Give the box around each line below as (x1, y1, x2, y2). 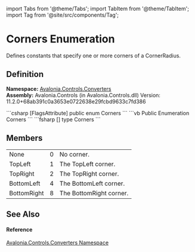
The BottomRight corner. (59, 189, 129, 197)
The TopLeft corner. (59, 159, 116, 168)
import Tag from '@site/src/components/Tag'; (6, 11, 119, 19)
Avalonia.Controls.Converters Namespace (6, 239, 109, 247)
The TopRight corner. (59, 170, 119, 178)
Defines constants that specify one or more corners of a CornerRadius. (6, 52, 181, 59)
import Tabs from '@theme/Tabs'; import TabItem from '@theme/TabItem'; (6, 5, 190, 12)
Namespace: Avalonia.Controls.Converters (6, 85, 112, 92)
